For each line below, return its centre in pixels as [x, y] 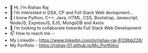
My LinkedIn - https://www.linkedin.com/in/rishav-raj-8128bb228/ [76, 40]
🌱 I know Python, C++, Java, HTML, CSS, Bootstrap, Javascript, [74, 18]
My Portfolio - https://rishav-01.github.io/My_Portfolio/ [64, 45]
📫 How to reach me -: [32, 33]
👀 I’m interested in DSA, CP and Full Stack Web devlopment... [72, 13]
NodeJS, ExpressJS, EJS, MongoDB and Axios [57, 23]
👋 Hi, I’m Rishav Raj [29, 7]
